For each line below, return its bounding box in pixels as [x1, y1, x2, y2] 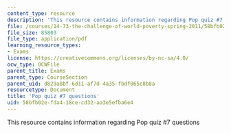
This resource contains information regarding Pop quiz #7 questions [7, 118, 200, 126]
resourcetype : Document [7, 86, 76, 93]
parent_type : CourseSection [7, 73, 88, 81]
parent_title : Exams [7, 67, 67, 74]
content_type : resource [7, 10, 76, 17]
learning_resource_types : [7, 42, 81, 49]
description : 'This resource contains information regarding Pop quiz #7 [7, 16, 223, 23]
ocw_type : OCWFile [7, 61, 60, 68]
